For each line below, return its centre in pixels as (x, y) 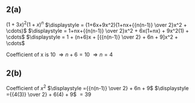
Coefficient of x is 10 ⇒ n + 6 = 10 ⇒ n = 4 (60, 54)
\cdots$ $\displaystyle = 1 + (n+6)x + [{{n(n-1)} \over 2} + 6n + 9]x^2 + (92, 37)
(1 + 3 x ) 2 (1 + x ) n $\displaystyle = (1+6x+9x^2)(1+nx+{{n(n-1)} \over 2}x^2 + (97, 24)
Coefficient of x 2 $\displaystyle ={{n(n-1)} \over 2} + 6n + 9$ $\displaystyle (97, 87)
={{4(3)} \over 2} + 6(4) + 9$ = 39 (49, 94)
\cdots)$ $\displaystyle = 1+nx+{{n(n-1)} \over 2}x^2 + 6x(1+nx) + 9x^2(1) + (97, 31)
